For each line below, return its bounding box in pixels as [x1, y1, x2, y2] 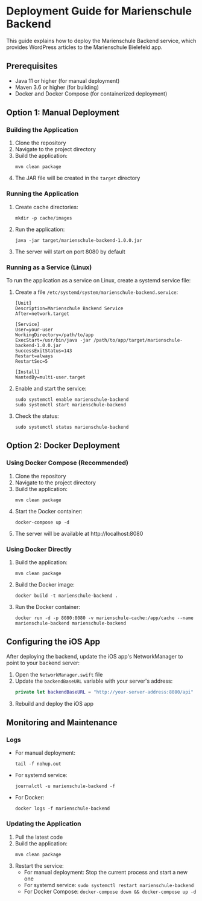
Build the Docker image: [14, 581, 75, 588]
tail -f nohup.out [14, 761, 62, 767]
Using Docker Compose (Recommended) [6, 458, 128, 467]
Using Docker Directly [6, 545, 72, 553]
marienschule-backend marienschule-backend [14, 620, 127, 626]
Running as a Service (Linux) [6, 263, 92, 272]
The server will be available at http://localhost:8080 [14, 530, 144, 537]
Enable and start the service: [14, 385, 87, 392]
